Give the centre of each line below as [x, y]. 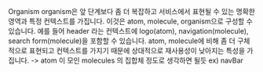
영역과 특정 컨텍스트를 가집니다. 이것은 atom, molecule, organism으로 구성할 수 [130, 21]
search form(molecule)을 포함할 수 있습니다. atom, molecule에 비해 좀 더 [122, 41]
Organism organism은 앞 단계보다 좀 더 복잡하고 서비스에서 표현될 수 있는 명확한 [131, 11]
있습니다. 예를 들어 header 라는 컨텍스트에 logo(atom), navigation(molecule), [128, 31]
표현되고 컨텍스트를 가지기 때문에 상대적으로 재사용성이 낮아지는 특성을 [137, 50]
